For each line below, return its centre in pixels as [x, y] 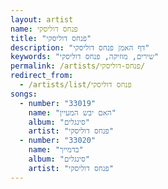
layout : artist [42, 19]
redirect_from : [42, 76]
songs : [24, 94]
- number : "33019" [58, 103]
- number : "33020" [58, 141]
